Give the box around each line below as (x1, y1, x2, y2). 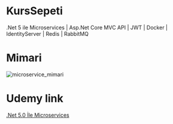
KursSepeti (6, 4, 63, 18)
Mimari (6, 51, 42, 65)
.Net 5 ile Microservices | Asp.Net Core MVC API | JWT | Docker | (6, 24, 168, 31)
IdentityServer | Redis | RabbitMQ (6, 30, 89, 37)
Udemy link (6, 92, 64, 106)
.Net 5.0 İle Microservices (6, 111, 70, 119)
